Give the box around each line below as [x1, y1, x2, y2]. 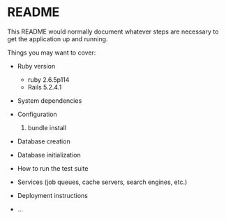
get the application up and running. [7, 34, 108, 43]
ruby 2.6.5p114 [27, 75, 70, 84]
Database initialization [17, 150, 82, 159]
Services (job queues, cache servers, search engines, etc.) [17, 178, 188, 186]
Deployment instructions [17, 191, 89, 199]
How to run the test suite [17, 164, 89, 172]
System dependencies [17, 96, 82, 105]
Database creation [17, 137, 71, 146]
